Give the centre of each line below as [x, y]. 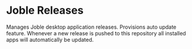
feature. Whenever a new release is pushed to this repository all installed [96, 33]
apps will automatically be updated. [50, 39]
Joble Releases [45, 10]
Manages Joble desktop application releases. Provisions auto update [91, 27]
